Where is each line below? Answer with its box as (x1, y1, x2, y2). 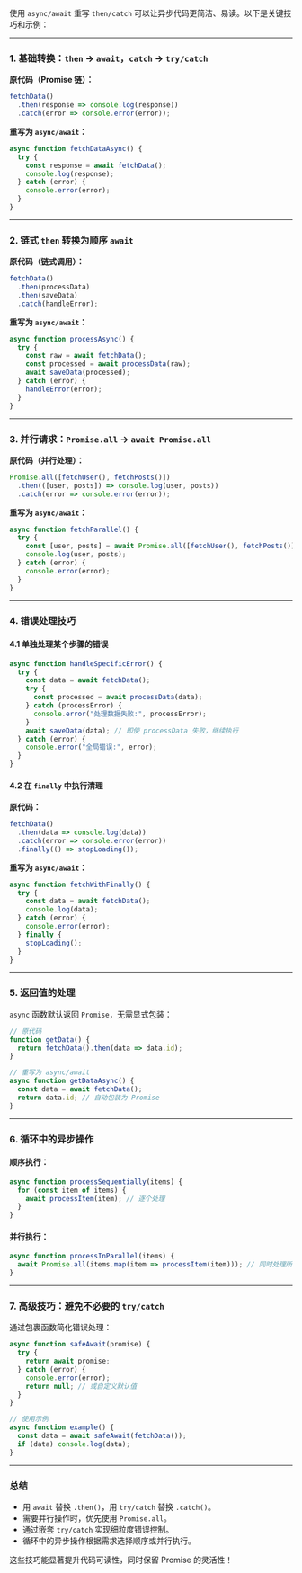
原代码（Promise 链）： (9, 75, 94, 85)
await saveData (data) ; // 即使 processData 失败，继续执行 (25, 726, 239, 735)
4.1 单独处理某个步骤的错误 (9, 639, 109, 650)
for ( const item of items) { (17, 1186, 127, 1195)
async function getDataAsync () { (9, 1077, 135, 1086)
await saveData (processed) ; (25, 368, 130, 378)
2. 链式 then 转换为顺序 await (9, 234, 134, 246)
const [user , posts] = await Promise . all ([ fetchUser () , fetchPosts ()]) (25, 542, 299, 551)
